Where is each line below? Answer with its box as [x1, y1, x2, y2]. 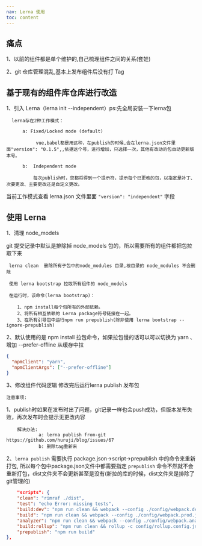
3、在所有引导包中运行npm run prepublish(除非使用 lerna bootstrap [17, 317, 177, 323]
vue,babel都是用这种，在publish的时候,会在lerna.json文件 [35, 140, 171, 146]
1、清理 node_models [6, 229, 60, 236]
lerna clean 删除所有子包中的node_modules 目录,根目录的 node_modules [8, 263, 179, 269]
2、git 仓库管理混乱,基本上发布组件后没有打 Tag [6, 68, 124, 75]
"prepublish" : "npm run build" [17, 529, 96, 535]
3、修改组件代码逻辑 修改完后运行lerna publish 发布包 [6, 381, 139, 389]
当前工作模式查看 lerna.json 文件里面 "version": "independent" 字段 [6, 193, 176, 200]
